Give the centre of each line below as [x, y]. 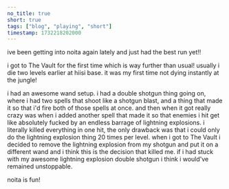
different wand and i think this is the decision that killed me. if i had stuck [110, 152]
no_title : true [29, 13]
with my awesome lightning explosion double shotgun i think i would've [108, 159]
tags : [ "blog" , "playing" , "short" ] [59, 26]
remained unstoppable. [40, 166]
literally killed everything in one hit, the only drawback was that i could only [113, 130]
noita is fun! [24, 180]
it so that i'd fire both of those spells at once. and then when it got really [109, 108]
